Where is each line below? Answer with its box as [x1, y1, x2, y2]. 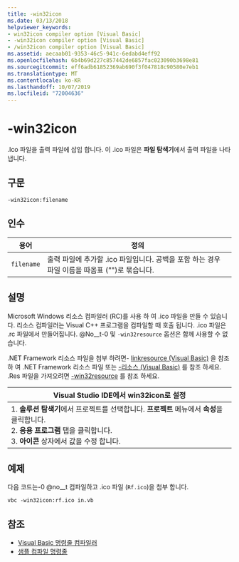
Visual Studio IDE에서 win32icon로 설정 [53, 390, 186, 400]
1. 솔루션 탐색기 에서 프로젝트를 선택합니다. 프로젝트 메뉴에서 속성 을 [11, 404, 223, 414]
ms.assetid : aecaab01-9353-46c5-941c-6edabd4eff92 [7, 51, 161, 58]
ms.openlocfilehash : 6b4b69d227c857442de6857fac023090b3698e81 [7, 57, 199, 64]
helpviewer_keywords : [7, 24, 72, 31]
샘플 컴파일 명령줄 [17, 547, 68, 556]
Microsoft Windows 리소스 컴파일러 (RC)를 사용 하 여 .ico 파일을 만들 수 [7, 312, 208, 320]
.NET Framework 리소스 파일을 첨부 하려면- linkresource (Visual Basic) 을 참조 [7, 354, 230, 362]
